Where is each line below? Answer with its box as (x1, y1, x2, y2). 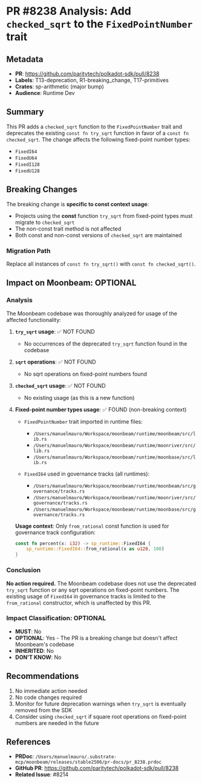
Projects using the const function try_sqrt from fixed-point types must (15, 212, 193, 219)
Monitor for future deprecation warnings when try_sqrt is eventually (15, 700, 186, 707)
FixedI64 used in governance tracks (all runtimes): (24, 470, 150, 477)
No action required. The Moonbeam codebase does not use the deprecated (6, 580, 197, 587)
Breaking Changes (6, 185, 77, 195)
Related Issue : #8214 (15, 771, 69, 778)
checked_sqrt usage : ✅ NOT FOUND (15, 382, 106, 389)
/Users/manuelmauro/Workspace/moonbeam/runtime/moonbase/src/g (33, 506, 196, 513)
